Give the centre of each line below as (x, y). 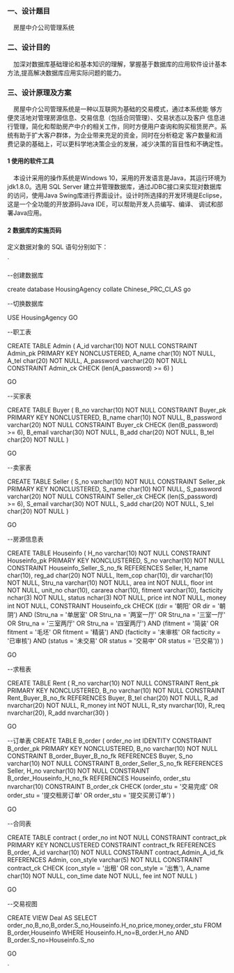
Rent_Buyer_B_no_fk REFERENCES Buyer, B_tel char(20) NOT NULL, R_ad (112, 698)
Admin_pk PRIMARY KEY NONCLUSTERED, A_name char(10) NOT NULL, (111, 353)
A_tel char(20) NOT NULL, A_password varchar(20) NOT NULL (97, 361)
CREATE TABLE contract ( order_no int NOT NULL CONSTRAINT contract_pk (117, 838)
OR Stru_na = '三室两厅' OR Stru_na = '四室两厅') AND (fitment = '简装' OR (113, 623)
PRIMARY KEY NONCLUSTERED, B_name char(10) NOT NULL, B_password (115, 417)
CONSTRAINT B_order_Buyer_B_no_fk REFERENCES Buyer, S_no (100, 756)
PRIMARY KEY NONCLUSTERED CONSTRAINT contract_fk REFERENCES (111, 845)
